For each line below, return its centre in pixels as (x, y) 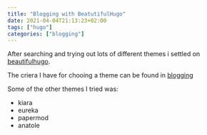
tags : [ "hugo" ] (30, 27)
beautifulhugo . (29, 62)
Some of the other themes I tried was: (63, 89)
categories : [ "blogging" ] (46, 34)
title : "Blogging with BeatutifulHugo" (67, 14)
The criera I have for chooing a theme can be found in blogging (101, 75)
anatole (29, 126)
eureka (28, 110)
